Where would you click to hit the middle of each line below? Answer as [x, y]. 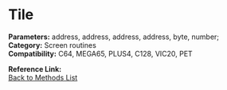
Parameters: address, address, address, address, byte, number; [114, 37]
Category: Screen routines [53, 45]
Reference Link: [35, 68]
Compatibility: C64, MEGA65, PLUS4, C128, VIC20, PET [100, 53]
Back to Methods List [43, 77]
